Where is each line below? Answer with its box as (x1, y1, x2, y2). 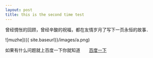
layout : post (5, 7, 33, 13)
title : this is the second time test (5, 12, 85, 17)
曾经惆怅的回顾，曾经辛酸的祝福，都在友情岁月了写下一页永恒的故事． (5, 26, 151, 33)
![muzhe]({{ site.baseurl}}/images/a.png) (5, 36, 90, 43)
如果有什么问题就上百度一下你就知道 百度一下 (5, 47, 107, 53)
